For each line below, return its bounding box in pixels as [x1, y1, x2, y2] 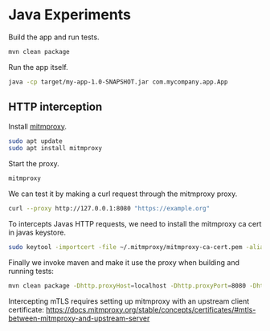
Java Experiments [8, 6, 131, 24]
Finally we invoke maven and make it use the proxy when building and [8, 257, 239, 267]
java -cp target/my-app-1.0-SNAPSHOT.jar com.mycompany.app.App [8, 78, 228, 86]
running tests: [8, 266, 55, 276]
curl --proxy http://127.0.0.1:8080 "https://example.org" [8, 205, 211, 213]
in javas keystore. [8, 227, 67, 237]
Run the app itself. [8, 62, 68, 72]
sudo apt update [8, 137, 63, 145]
